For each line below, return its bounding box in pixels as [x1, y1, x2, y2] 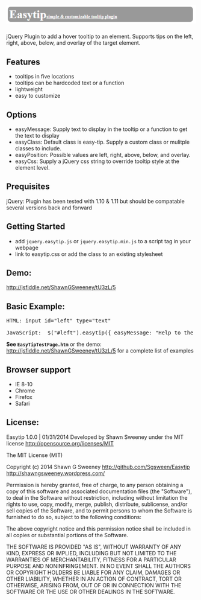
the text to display [14, 132, 60, 139]
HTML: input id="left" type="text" [6, 318, 111, 324]
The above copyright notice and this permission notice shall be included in [6, 525, 191, 532]
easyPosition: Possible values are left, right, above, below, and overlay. [14, 152, 191, 159]
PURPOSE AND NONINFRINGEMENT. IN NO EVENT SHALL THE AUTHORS [6, 562, 191, 569]
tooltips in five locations [14, 73, 75, 80]
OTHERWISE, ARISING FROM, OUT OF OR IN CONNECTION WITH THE [6, 581, 182, 589]
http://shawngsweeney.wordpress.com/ [6, 470, 105, 477]
